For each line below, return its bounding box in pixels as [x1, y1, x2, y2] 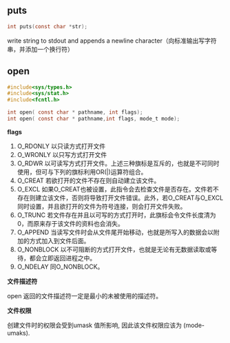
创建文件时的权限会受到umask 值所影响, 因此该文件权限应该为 [7, 321, 182, 329]
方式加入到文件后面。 [29, 236, 90, 245]
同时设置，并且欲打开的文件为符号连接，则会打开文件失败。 [17, 202, 187, 210]
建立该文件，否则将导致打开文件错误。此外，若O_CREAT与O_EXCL [35, 194, 224, 202]
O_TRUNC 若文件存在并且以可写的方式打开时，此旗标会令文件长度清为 [17, 211, 216, 219]
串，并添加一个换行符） [7, 45, 74, 53]
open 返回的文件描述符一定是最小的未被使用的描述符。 [7, 291, 163, 300]
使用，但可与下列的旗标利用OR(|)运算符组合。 [17, 167, 147, 176]
